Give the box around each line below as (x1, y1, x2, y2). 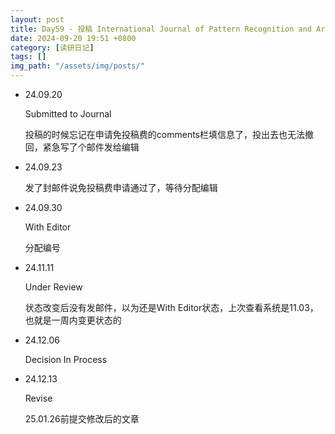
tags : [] (10, 52, 47, 62)
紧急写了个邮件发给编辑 (42, 141, 140, 153)
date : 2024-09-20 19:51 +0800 (10, 33, 137, 43)
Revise (24, 392, 53, 404)
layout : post (10, 14, 65, 25)
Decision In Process (24, 354, 108, 365)
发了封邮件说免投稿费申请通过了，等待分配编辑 (24, 182, 218, 193)
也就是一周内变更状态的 (24, 314, 122, 326)
